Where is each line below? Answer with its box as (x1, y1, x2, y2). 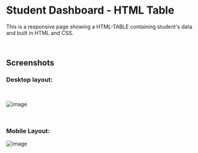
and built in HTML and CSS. (6, 29, 74, 36)
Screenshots (6, 58, 55, 68)
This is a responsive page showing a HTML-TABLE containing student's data (6, 23, 193, 30)
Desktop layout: (6, 76, 53, 84)
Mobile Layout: (6, 126, 50, 135)
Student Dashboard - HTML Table (6, 4, 175, 17)
